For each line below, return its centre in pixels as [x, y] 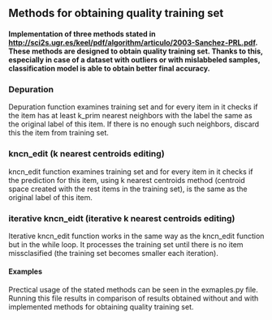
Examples [26, 271]
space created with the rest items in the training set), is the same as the [128, 189]
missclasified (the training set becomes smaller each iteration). [114, 253]
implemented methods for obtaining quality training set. [101, 307]
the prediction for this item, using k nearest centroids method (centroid [127, 180]
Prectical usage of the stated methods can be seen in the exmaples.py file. [133, 290]
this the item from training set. [59, 133]
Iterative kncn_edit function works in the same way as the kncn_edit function [136, 236]
